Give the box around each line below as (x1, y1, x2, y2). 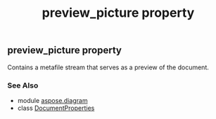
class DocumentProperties (17, 104, 95, 112)
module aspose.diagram (17, 96, 88, 104)
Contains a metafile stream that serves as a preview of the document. (7, 63, 209, 71)
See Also (7, 80, 39, 90)
